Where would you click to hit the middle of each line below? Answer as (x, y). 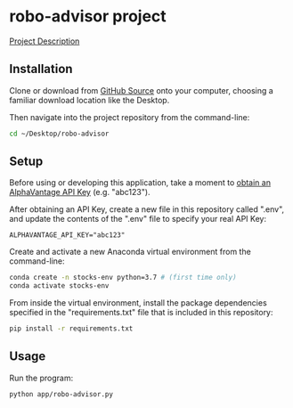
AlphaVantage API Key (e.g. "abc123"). (80, 192)
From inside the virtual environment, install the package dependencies (138, 303)
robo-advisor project (88, 16)
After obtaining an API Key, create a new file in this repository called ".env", (147, 209)
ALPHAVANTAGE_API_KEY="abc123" (67, 235)
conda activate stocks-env (59, 286)
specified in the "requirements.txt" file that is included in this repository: (141, 313)
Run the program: (41, 378)
